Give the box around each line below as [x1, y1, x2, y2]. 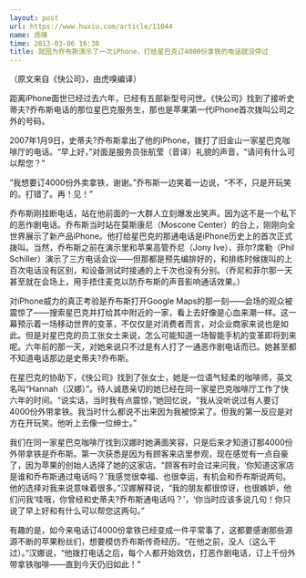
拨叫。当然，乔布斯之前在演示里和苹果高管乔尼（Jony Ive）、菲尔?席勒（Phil [9, 243, 294, 253]
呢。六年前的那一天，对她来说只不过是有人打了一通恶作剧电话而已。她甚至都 [9, 341, 297, 352]
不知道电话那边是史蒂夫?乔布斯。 [9, 353, 134, 364]
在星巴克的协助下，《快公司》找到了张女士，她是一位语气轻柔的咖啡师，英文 [9, 372, 293, 383]
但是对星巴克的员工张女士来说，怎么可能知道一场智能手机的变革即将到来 [25, 330, 297, 341]
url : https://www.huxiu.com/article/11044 [9, 22, 173, 31]
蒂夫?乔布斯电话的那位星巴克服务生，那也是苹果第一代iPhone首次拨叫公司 [9, 104, 287, 115]
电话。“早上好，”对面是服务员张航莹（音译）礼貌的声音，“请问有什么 [33, 147, 288, 158]
